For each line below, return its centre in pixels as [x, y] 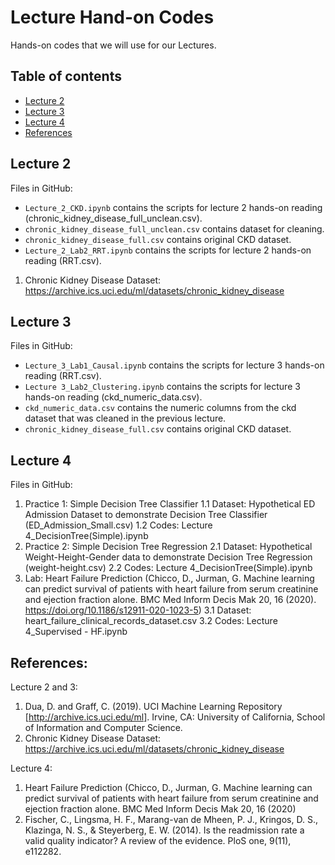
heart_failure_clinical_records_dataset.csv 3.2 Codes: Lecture [151, 621]
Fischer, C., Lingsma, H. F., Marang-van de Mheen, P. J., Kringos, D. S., [171, 819]
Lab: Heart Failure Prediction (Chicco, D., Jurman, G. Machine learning [169, 578]
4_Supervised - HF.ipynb [76, 632]
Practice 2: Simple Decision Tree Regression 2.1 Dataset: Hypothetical [168, 547]
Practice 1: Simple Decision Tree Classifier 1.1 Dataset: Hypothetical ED [170, 504]
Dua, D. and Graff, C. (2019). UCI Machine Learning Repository [153, 706]
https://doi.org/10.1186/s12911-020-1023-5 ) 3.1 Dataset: [138, 610]
